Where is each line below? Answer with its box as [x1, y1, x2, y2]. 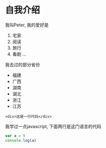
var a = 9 [5, 133, 26, 138]
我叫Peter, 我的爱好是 [5, 22, 49, 28]
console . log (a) [5, 138, 37, 143]
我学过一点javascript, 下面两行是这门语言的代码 [5, 123, 102, 129]
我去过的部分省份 [5, 62, 40, 68]
